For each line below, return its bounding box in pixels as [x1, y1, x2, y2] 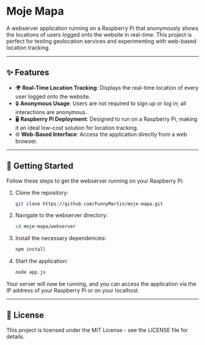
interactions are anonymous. [15, 108, 87, 115]
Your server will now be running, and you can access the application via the [6, 280, 196, 288]
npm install [15, 246, 46, 253]
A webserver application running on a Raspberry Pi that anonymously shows [6, 24, 199, 32]
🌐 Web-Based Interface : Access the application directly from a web [15, 130, 187, 138]
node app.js [15, 269, 46, 275]
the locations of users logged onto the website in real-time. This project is [6, 31, 192, 38]
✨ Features [6, 67, 49, 78]
